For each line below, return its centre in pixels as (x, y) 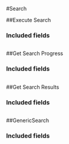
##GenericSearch (28, 120)
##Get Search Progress (35, 53)
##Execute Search (29, 20)
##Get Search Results (33, 87)
